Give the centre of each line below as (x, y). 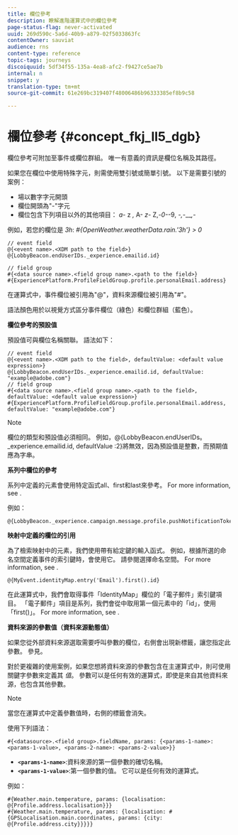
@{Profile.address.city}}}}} (50, 824)
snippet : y (23, 80)
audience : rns (28, 47)
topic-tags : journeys (39, 60)
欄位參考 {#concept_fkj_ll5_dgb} (104, 137)
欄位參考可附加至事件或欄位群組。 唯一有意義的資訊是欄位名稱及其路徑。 (114, 158)
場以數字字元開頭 (42, 197)
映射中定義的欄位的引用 (41, 535)
